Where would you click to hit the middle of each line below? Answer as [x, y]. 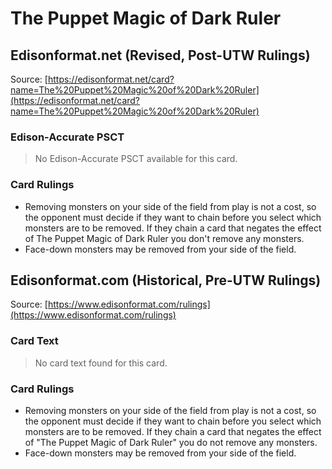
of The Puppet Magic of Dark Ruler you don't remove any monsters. [164, 238]
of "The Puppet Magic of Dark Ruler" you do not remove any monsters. [171, 442]
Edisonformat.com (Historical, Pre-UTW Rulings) [166, 280]
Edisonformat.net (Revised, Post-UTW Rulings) [160, 55]
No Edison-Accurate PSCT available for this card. [136, 159]
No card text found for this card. [101, 363]
